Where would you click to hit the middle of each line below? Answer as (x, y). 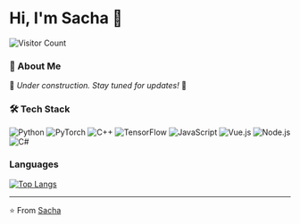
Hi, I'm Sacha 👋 (66, 18)
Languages (34, 164)
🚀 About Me (35, 66)
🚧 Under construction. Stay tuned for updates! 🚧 (98, 86)
